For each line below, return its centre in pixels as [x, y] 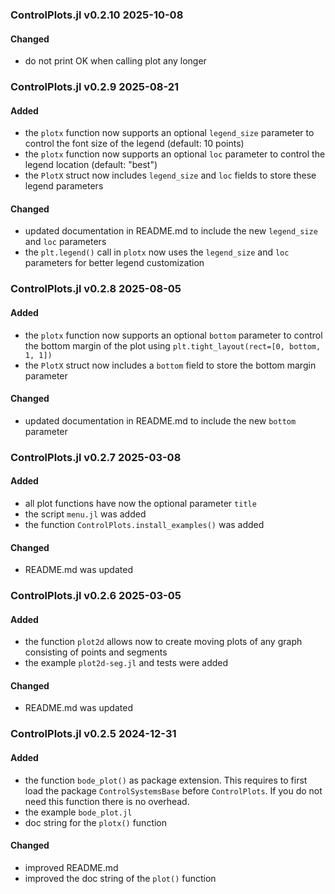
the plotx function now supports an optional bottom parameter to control [173, 335]
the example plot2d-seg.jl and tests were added [126, 663]
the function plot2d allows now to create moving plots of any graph [163, 642]
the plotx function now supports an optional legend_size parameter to [169, 133]
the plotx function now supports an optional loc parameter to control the [175, 154]
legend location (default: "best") [91, 165]
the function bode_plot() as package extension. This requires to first [166, 780]
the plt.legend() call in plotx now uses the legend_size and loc [157, 252]
